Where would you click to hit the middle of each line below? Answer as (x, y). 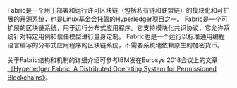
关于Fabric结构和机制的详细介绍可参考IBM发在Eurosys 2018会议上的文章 (113, 60)
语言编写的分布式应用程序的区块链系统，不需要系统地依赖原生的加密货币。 (115, 45)
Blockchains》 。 (29, 78)
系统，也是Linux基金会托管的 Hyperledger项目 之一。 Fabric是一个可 (129, 19)
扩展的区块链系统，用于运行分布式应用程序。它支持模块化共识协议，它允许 (115, 28)
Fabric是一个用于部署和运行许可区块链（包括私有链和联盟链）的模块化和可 (115, 10)
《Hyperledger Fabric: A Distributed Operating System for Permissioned (112, 69)
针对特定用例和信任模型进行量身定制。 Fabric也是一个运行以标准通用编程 (119, 36)
